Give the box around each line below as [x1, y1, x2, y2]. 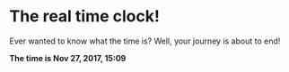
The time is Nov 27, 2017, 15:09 [9, 52, 127, 63]
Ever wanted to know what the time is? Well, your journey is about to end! [9, 36, 281, 46]
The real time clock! [9, 6, 160, 27]
